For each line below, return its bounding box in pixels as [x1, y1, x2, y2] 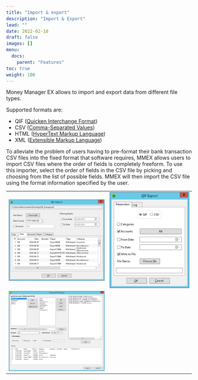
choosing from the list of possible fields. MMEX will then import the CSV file [6, 173, 190, 180]
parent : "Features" [16, 59, 65, 65]
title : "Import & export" [6, 9, 70, 15]
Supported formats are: [6, 106, 63, 113]
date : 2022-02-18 [6, 28, 49, 34]
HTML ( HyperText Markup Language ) [14, 130, 106, 137]
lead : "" [6, 22, 28, 28]
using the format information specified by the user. [6, 179, 130, 186]
